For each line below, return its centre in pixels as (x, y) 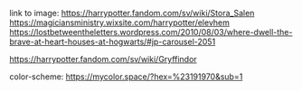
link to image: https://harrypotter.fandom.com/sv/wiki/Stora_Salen (132, 13)
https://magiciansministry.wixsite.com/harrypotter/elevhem (120, 23)
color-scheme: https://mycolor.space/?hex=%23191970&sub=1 (126, 77)
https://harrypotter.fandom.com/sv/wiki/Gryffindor (103, 59)
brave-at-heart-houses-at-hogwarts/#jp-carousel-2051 (113, 41)
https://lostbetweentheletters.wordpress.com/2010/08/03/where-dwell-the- (151, 32)
